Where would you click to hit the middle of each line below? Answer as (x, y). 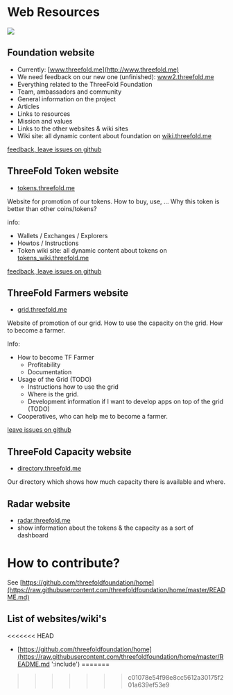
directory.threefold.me (49, 469)
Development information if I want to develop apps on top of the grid (126, 402)
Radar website (39, 504)
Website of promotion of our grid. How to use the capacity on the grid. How (115, 323)
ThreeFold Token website (63, 171)
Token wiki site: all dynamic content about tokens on (92, 250)
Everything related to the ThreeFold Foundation (85, 84)
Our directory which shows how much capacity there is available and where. (116, 482)
